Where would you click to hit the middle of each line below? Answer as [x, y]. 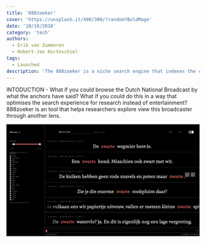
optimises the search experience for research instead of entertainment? [97, 102]
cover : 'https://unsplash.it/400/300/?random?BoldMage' [79, 19]
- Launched [26, 64]
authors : [17, 39]
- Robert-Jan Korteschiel [45, 52]
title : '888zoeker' [31, 13]
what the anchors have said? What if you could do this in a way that [92, 96]
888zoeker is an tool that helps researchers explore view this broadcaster [99, 109]
